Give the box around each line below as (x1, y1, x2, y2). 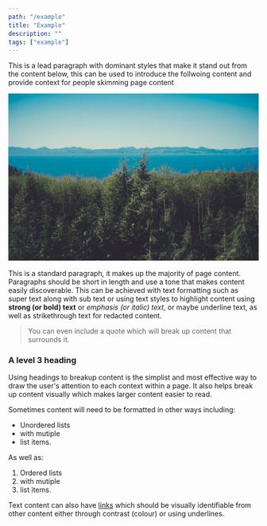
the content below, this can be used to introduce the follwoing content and (8, 69, 252, 79)
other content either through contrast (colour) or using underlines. (8, 509, 225, 519)
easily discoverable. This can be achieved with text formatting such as (8, 285, 238, 294)
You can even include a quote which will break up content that (27, 326, 232, 336)
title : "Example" (8, 21, 66, 29)
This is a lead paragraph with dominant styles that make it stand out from (8, 60, 248, 71)
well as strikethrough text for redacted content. (8, 310, 162, 320)
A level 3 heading (8, 354, 77, 365)
